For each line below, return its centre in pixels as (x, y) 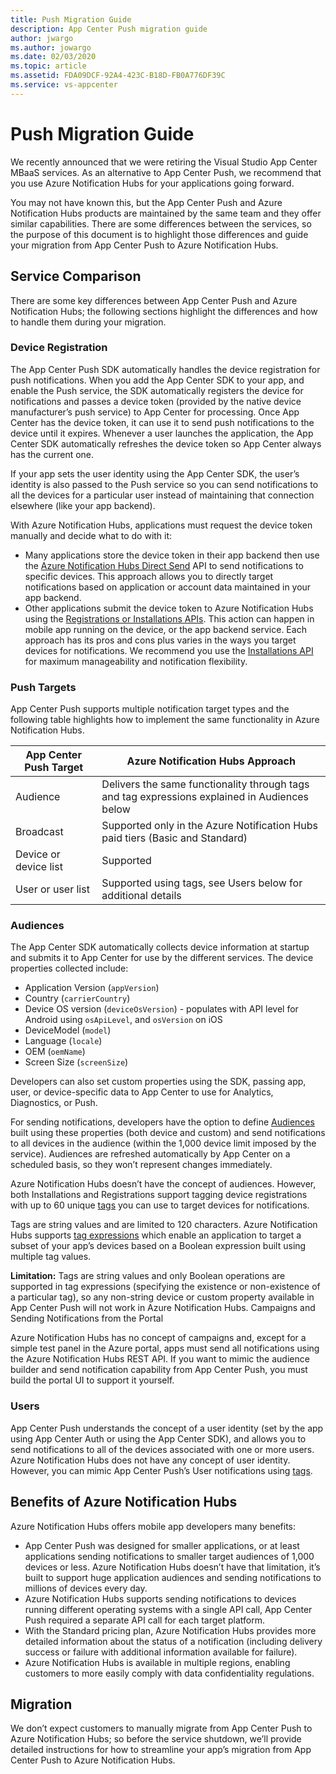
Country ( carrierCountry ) (77, 998)
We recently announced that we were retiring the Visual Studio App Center (164, 162)
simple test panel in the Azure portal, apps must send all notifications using (165, 1348)
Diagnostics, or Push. (54, 1103)
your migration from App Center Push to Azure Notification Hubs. (144, 245)
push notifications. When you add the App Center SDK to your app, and (157, 380)
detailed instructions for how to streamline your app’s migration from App (161, 1750)
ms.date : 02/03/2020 (53, 57)
